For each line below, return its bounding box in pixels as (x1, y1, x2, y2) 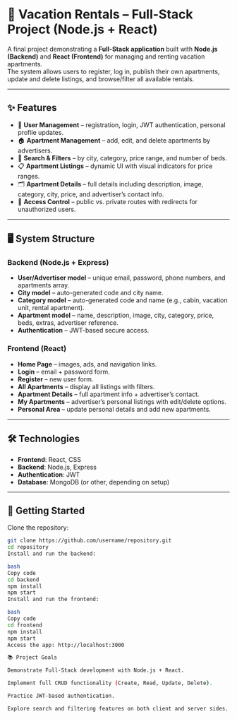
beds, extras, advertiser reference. (17, 319, 119, 327)
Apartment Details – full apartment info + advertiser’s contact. (17, 390, 200, 398)
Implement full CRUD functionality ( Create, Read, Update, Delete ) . (7, 679, 213, 687)
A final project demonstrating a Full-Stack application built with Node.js (7, 44, 218, 53)
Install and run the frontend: (7, 596, 99, 603)
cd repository (7, 544, 49, 551)
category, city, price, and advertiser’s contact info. (17, 190, 164, 198)
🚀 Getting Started (7, 504, 85, 516)
